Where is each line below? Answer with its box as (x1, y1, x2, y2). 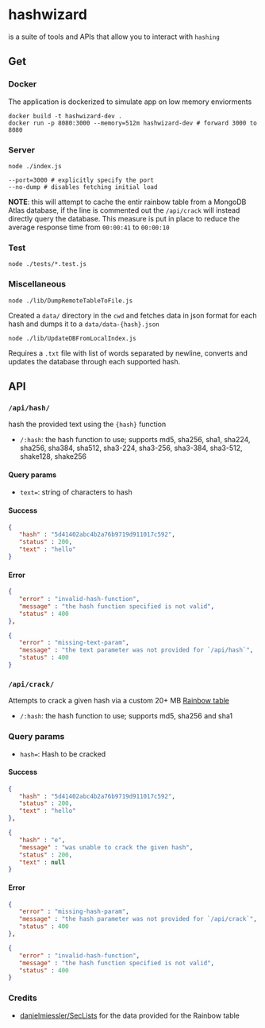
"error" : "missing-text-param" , (18, 639, 129, 647)
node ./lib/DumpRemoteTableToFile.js (8, 296, 133, 305)
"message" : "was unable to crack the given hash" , (18, 843, 194, 851)
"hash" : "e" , (18, 836, 66, 844)
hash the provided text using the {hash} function (8, 419, 167, 429)
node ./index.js (8, 162, 62, 170)
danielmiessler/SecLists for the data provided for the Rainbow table (19, 1011, 240, 1020)
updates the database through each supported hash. (8, 356, 181, 366)
